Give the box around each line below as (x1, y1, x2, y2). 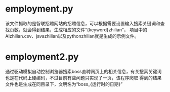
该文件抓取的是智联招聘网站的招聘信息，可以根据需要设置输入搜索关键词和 (5, 20, 160, 26)
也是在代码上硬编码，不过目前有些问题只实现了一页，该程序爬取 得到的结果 (5, 74, 162, 81)
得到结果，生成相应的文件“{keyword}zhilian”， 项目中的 (31, 26, 148, 33)
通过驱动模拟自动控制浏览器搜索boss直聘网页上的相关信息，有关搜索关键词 (5, 68, 162, 74)
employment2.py (5, 51, 79, 63)
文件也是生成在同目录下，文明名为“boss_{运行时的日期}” (5, 81, 123, 87)
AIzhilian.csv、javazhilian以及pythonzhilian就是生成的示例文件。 (5, 33, 139, 39)
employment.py (5, 3, 73, 15)
